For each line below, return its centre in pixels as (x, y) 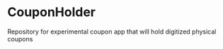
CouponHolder (51, 12)
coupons (20, 38)
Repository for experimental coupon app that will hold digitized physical (112, 31)
